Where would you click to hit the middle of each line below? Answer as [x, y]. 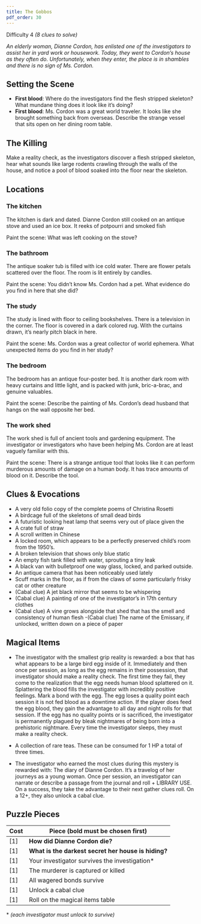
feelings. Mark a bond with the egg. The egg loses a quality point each [102, 696]
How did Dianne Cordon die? [71, 841]
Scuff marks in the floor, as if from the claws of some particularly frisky [103, 579]
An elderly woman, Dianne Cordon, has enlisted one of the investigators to [98, 46]
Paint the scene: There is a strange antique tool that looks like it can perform [100, 463]
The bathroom [28, 253]
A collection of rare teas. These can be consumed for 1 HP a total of [99, 745]
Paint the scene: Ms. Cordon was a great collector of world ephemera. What [100, 344]
